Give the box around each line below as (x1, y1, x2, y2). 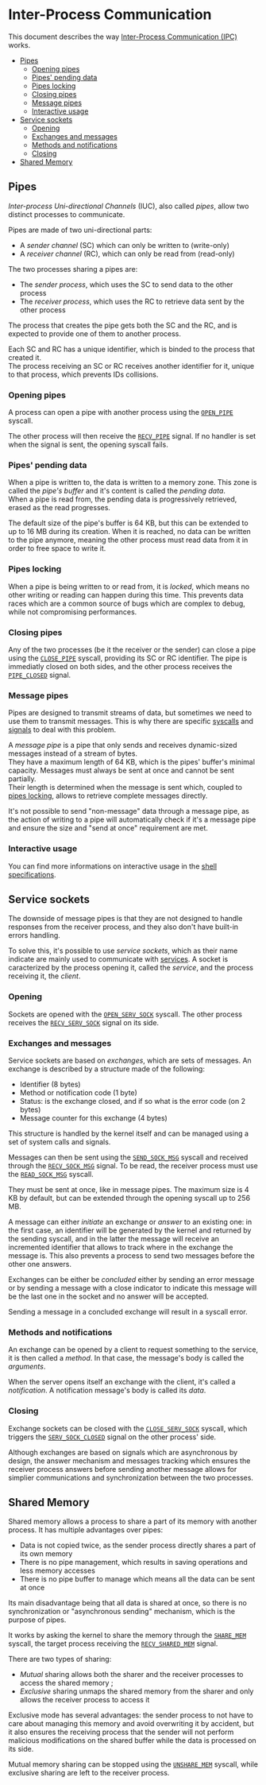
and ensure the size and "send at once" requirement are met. (8, 823, 209, 833)
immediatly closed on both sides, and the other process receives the (8, 661, 233, 671)
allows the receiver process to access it (19, 1695, 150, 1705)
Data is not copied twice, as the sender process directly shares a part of (19, 1540, 256, 1551)
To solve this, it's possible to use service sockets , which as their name (8, 946, 238, 955)
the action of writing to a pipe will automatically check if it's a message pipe (8, 815, 256, 824)
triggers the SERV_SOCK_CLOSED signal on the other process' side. (8, 1432, 217, 1442)
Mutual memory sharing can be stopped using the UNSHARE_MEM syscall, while (8, 1760, 258, 1769)
